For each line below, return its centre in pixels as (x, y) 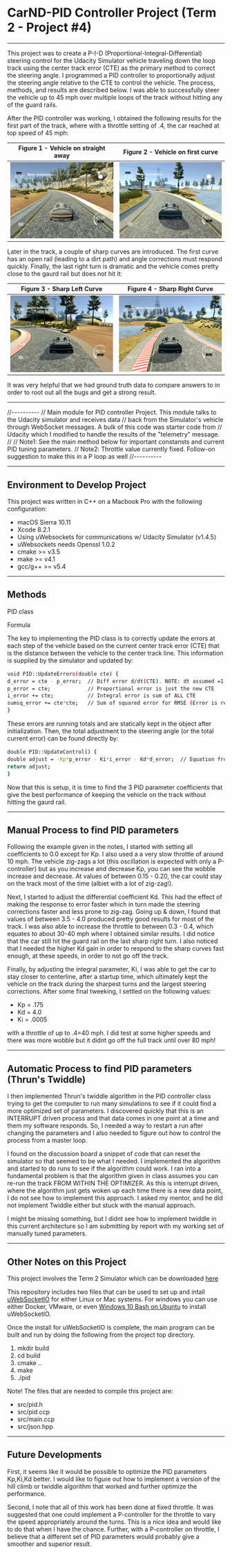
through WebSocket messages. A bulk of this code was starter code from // (115, 427)
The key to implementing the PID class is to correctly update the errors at (111, 638)
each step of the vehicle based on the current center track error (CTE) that (113, 645)
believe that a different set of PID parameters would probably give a (104, 1536)
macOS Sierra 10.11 (44, 522)
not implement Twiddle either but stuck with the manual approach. (101, 1205)
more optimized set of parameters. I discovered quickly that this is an (106, 1111)
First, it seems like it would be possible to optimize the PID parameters (107, 1471)
